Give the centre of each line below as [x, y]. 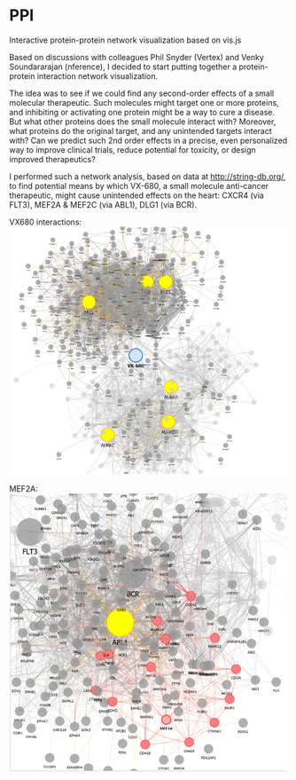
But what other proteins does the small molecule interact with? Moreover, [143, 122]
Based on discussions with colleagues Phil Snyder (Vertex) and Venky [136, 57]
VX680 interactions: [46, 222]
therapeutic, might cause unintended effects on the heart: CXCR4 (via [136, 195]
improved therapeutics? [52, 159]
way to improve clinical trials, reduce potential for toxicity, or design [133, 150]
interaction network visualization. [97, 75]
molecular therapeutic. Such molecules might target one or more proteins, [144, 102]
